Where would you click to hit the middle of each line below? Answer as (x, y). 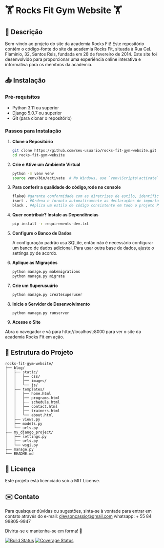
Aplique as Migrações (35, 262)
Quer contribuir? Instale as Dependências (55, 215)
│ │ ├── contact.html (31, 407)
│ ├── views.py (23, 419)
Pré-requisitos (22, 97)
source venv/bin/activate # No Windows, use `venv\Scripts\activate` (85, 178)
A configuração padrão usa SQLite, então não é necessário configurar (83, 242)
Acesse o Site (26, 322)
